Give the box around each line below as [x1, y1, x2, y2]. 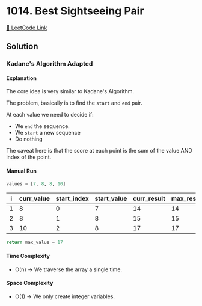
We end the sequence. [14, 123, 70, 130]
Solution [6, 41, 38, 52]
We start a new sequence [14, 129, 81, 136]
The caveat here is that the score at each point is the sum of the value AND [6, 147, 192, 155]
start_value [94, 194, 127, 203]
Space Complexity [6, 280, 54, 287]
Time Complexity [6, 252, 50, 259]
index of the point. [6, 153, 52, 161]
